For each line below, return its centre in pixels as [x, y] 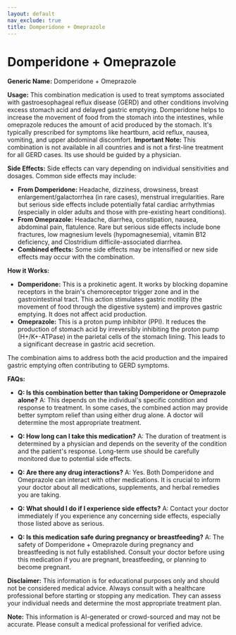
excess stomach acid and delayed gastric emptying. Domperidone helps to [116, 110]
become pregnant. [44, 567]
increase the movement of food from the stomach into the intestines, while [116, 118]
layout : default [31, 14]
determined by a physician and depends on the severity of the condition [122, 444]
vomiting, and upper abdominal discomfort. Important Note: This [101, 140]
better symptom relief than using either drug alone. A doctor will [110, 415]
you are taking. [39, 495]
